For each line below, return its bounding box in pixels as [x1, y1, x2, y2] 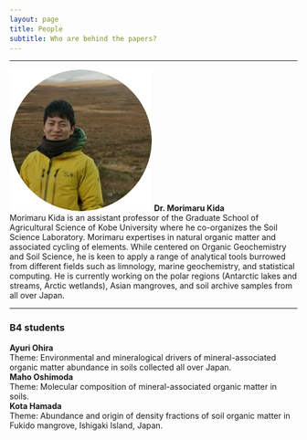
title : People [9, 24, 64, 34]
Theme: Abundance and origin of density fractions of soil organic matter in [9, 410, 291, 421]
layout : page [9, 15, 59, 24]
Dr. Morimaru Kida [153, 203, 226, 214]
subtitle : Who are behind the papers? [9, 34, 157, 43]
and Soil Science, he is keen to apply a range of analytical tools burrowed [9, 251, 286, 262]
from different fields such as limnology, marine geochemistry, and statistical [9, 261, 295, 272]
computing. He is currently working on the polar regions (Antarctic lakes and [9, 270, 298, 282]
